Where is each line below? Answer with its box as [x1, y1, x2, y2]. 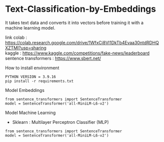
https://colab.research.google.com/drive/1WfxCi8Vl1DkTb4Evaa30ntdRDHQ [5, 39, 159, 45]
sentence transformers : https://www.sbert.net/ [5, 55, 101, 61]
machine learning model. [5, 25, 56, 30]
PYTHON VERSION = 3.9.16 [5, 74, 56, 79]
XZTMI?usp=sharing [5, 45, 47, 51]
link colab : [5, 34, 27, 40]
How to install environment [5, 65, 60, 71]
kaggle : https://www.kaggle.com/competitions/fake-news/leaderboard [5, 50, 150, 56]
